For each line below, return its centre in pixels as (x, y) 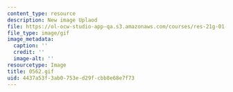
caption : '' (31, 46)
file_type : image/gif (38, 33)
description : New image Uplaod (52, 20)
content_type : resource (42, 13)
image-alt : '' (34, 59)
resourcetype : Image (37, 65)
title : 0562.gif (31, 71)
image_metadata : (31, 39)
